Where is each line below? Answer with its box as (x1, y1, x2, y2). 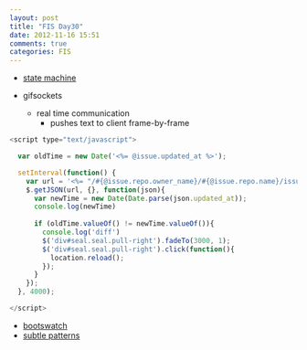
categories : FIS (9, 48, 71, 57)
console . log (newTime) (33, 202, 117, 211)
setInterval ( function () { (17, 168, 117, 177)
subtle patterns (22, 330, 80, 341)
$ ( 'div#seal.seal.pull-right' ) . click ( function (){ (42, 244, 235, 254)
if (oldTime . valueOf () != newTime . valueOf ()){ (33, 219, 215, 228)
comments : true (9, 38, 68, 48)
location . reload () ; (49, 253, 125, 262)
